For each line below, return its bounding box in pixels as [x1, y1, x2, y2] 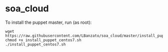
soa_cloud [5, 3, 49, 14]
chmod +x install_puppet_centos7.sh [5, 38, 81, 43]
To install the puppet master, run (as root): [5, 19, 92, 25]
